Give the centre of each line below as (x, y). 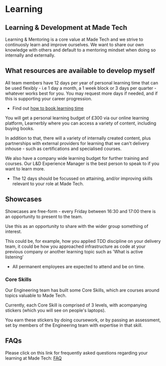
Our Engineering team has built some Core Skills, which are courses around (82, 290)
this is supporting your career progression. (49, 98)
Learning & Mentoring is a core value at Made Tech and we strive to (74, 39)
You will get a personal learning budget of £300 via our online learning (77, 118)
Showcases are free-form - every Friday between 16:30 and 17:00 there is (81, 211)
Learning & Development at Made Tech (66, 28)
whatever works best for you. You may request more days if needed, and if (81, 93)
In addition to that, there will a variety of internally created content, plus (78, 138)
